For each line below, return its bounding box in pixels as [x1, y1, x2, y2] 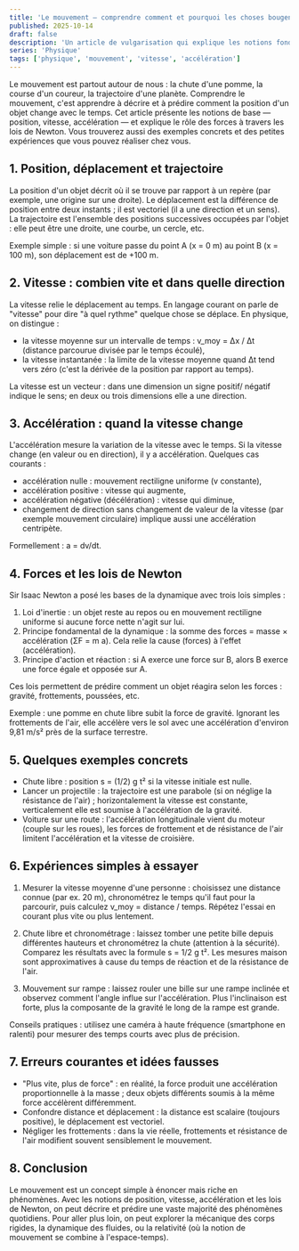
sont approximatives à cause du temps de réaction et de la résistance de [21, 956, 289, 967]
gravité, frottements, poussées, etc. [9, 691, 140, 702]
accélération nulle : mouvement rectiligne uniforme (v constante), [21, 475, 263, 486]
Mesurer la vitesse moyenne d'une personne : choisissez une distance [21, 882, 281, 893]
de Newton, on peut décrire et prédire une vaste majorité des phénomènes [9, 1203, 283, 1214]
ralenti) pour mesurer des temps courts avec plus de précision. [9, 1028, 240, 1039]
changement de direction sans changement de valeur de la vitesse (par [21, 504, 284, 515]
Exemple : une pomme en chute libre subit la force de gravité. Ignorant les [9, 708, 280, 719]
